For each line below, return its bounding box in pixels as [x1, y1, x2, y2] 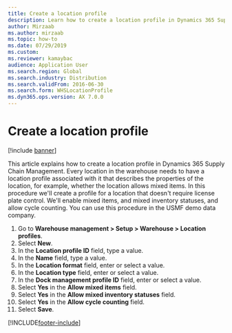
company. [8, 211, 36, 219]
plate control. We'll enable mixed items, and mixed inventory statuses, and [8, 196, 219, 204]
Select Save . [17, 305, 54, 313]
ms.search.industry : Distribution [8, 74, 107, 82]
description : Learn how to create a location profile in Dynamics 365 [8, 17, 215, 23]
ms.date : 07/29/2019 [8, 42, 67, 49]
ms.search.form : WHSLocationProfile [8, 87, 113, 94]
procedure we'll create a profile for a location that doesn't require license [8, 189, 215, 197]
